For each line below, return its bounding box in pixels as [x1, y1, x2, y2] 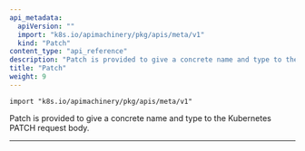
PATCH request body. [9, 122, 90, 133]
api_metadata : [9, 13, 64, 23]
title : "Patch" [9, 64, 67, 73]
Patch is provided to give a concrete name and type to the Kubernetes [9, 112, 272, 123]
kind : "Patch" [17, 38, 71, 48]
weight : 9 [9, 72, 47, 81]
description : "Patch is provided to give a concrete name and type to [9, 55, 282, 64]
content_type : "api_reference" [9, 47, 128, 56]
